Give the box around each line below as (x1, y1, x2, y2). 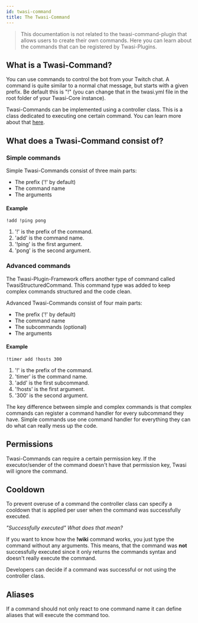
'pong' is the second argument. (14, 247, 92, 254)
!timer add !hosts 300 (6, 356, 62, 362)
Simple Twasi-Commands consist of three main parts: (6, 167, 137, 174)
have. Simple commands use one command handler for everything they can (6, 415, 191, 423)
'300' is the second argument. (14, 392, 89, 399)
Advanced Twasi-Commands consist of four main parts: (6, 299, 142, 306)
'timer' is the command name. (14, 373, 87, 380)
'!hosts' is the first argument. (14, 385, 85, 392)
